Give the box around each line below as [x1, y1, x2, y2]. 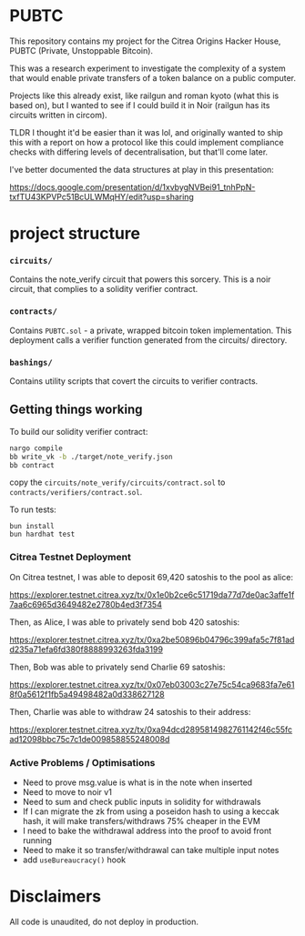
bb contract [9, 460, 55, 469]
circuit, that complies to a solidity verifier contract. [9, 284, 198, 295]
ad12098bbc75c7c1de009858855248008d [9, 733, 170, 744]
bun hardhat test [9, 529, 76, 539]
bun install [9, 522, 55, 531]
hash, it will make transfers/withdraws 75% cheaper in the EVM [22, 816, 261, 827]
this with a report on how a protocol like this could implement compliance [9, 136, 284, 147]
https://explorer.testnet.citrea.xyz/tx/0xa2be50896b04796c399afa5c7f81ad [9, 634, 295, 645]
